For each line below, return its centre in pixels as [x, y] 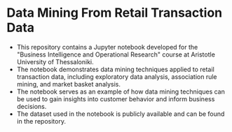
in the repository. [41, 121]
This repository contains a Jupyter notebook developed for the [107, 47]
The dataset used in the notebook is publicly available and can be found [121, 114]
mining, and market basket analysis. [68, 84]
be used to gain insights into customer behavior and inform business [116, 98]
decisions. [32, 106]
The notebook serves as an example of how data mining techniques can [121, 91]
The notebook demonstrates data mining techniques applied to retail [115, 69]
